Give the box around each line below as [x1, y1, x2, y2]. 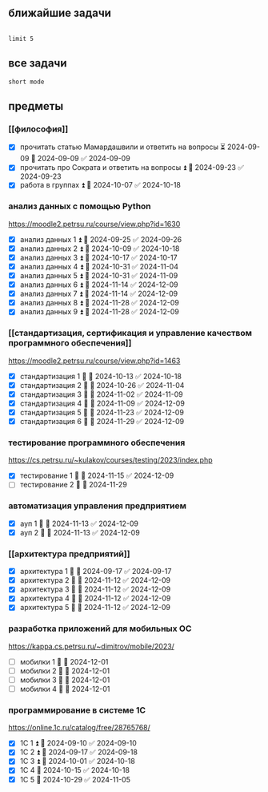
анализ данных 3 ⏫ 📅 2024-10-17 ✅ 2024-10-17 [19, 253, 178, 262]
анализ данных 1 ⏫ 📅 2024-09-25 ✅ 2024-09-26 [19, 234, 182, 244]
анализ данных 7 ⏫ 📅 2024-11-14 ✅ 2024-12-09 [19, 289, 178, 299]
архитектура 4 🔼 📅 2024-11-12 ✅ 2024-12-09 [19, 593, 171, 604]
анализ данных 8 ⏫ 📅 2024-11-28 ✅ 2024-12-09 [19, 298, 180, 308]
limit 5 [8, 34, 34, 42]
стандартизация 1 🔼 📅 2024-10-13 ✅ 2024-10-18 [19, 371, 182, 381]
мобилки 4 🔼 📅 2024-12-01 [19, 684, 110, 693]
